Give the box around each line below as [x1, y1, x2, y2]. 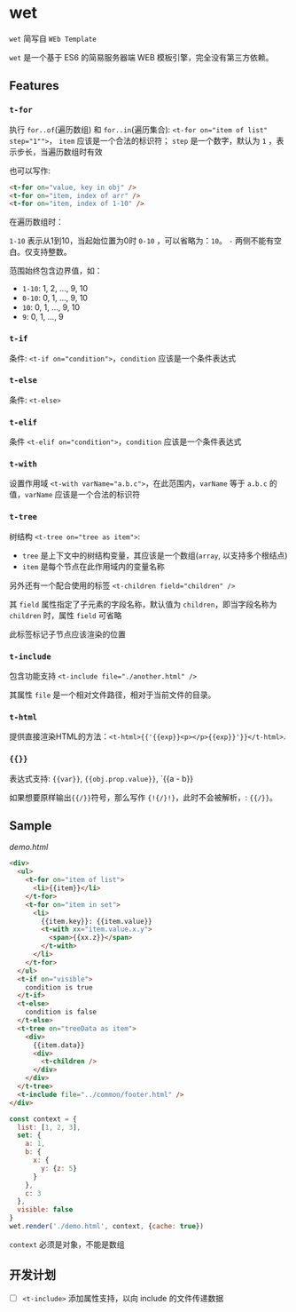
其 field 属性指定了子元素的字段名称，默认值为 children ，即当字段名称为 [9, 599, 277, 609]
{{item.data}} [32, 1040, 86, 1050]
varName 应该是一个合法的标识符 [25, 489, 141, 500]
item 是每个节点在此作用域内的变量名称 [21, 561, 166, 571]
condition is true [25, 982, 93, 992]
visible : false [17, 1205, 74, 1214]
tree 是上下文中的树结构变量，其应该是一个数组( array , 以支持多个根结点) [21, 550, 288, 561]
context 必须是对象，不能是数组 [9, 1238, 126, 1250]
